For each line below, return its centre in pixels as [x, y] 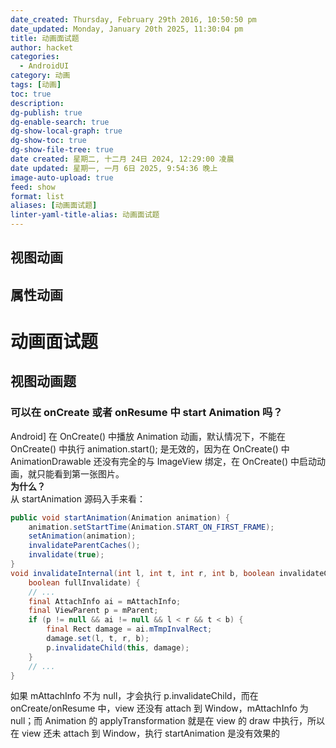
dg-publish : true [46, 112]
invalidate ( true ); [66, 555]
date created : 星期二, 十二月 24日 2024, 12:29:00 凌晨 [122, 159]
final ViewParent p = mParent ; [93, 611]
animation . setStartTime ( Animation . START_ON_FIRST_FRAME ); [151, 527]
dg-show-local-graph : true [66, 131]
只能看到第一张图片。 [80, 473]
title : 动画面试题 [45, 38]
